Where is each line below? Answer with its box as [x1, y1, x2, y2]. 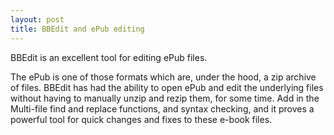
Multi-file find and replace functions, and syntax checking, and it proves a [10, 102, 315, 115]
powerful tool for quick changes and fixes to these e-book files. [10, 113, 273, 125]
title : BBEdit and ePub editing [10, 24, 145, 34]
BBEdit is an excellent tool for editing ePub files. [10, 51, 208, 63]
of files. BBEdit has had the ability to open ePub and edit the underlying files [10, 81, 324, 93]
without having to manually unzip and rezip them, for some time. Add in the [10, 92, 320, 104]
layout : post [10, 14, 65, 25]
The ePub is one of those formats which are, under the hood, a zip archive [10, 71, 317, 83]
